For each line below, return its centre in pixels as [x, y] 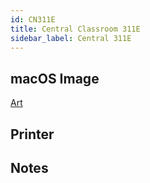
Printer [32, 134]
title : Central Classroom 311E [75, 29]
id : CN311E [33, 19]
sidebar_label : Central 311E [71, 38]
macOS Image [55, 78]
